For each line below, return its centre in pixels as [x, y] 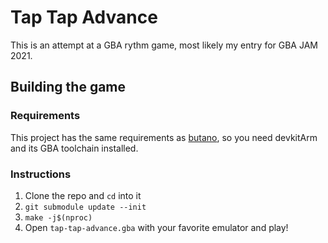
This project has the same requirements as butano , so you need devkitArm [164, 137]
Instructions [41, 174]
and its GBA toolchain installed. [74, 148]
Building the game [68, 87]
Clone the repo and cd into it [83, 195]
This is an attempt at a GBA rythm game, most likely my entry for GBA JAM [164, 45]
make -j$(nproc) [58, 217]
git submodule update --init [85, 207]
